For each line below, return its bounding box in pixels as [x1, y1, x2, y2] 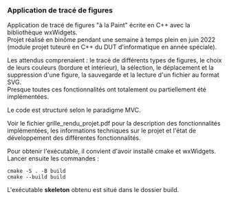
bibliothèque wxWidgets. [7, 28, 78, 36]
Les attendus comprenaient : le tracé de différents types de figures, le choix [7, 56, 222, 65]
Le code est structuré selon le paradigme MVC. [7, 106, 141, 115]
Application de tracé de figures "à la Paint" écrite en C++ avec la [7, 21, 190, 30]
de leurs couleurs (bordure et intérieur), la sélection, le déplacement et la [7, 64, 215, 72]
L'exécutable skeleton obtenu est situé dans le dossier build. [7, 186, 179, 194]
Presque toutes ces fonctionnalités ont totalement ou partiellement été [7, 85, 206, 94]
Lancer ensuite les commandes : [7, 154, 100, 163]
